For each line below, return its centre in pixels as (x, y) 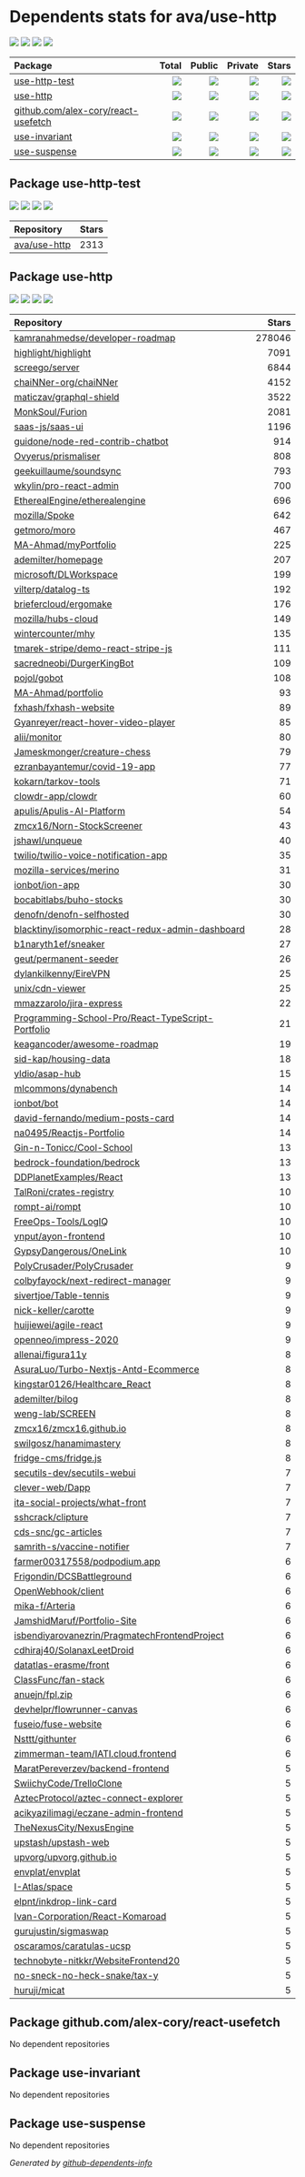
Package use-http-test (75, 184)
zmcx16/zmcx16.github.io (70, 1428)
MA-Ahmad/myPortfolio (65, 545)
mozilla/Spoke (44, 515)
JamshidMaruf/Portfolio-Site (76, 1620)
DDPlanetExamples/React (69, 1177)
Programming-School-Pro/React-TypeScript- (114, 1018)
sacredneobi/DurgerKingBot (74, 663)
